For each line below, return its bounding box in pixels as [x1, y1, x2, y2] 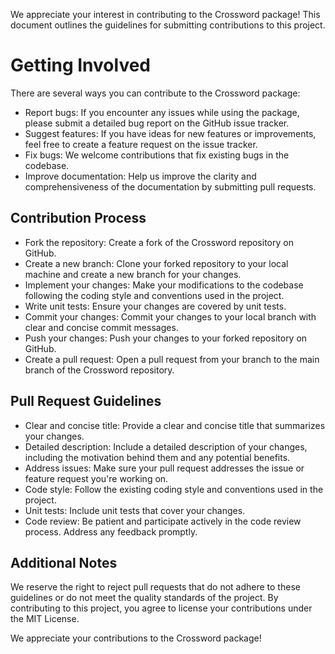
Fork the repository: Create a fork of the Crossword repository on [24, 236, 294, 248]
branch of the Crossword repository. [24, 364, 175, 376]
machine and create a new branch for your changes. [24, 268, 242, 280]
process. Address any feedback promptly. [24, 525, 198, 538]
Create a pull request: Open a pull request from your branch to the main [24, 353, 320, 365]
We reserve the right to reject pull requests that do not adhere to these [10, 581, 301, 593]
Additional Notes [10, 554, 118, 571]
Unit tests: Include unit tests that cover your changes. [24, 504, 246, 516]
